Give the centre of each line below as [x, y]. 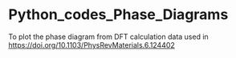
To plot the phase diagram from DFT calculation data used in [108, 37]
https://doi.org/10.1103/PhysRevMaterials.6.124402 [92, 44]
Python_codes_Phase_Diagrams [118, 15]
